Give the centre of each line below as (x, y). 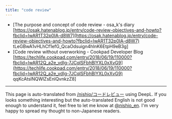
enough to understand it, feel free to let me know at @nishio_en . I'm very (82, 105)
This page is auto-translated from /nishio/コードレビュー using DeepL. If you (86, 94)
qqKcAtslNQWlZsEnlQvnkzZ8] (45, 79)
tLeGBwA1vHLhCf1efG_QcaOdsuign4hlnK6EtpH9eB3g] (71, 46)
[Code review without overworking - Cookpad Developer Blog (78, 52)
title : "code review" (28, 10)
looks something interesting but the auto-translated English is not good (80, 100)
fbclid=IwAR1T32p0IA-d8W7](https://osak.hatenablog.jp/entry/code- (85, 35)
